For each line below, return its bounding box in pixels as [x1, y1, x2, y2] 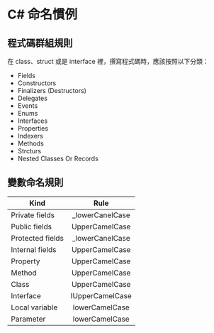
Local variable [11, 302, 58, 312]
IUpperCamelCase [70, 290, 133, 300]
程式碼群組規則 [7, 37, 73, 49]
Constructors [17, 79, 57, 87]
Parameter [11, 314, 46, 324]
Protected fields [11, 233, 64, 243]
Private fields [11, 210, 55, 220]
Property [11, 256, 40, 266]
